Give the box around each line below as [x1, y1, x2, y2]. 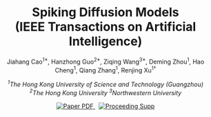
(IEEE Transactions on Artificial [14, 19, 197, 35]
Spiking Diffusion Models [32, 5, 179, 21]
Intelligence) [68, 34, 143, 49]
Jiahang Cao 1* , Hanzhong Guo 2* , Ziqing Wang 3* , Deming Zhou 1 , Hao [6, 56, 205, 66]
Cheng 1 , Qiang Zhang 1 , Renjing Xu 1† [54, 64, 157, 74]
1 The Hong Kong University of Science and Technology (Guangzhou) [7, 79, 204, 88]
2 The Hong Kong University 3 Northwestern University [29, 87, 182, 96]
